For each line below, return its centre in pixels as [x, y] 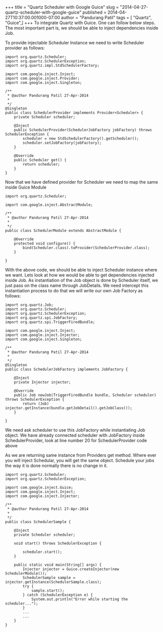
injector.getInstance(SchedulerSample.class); [53, 582]
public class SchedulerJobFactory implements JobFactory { [67, 369]
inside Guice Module [26, 187]
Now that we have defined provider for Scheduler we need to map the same [81, 182]
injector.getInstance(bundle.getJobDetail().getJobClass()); [69, 408]
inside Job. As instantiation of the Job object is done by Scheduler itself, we [81, 280]
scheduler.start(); [43, 552]
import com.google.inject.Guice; [39, 488]
